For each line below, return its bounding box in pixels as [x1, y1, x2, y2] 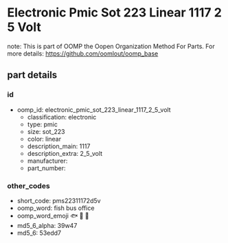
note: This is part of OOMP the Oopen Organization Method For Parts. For [7, 42, 215, 50]
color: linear [27, 135, 62, 143]
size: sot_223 [27, 127, 65, 135]
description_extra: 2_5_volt [27, 149, 103, 157]
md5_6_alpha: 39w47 [16, 221, 78, 229]
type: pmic [27, 120, 58, 128]
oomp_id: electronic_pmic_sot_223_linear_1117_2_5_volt [16, 105, 171, 114]
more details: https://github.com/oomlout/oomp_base [7, 49, 159, 58]
